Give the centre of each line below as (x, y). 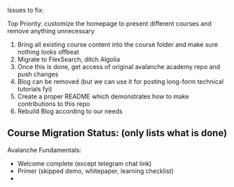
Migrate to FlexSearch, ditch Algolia (68, 59)
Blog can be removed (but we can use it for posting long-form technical (120, 82)
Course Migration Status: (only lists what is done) (117, 133)
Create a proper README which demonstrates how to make (103, 96)
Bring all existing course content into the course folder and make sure (118, 44)
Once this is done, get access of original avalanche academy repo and (119, 67)
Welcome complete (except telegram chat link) (85, 163)
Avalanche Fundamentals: (44, 150)
